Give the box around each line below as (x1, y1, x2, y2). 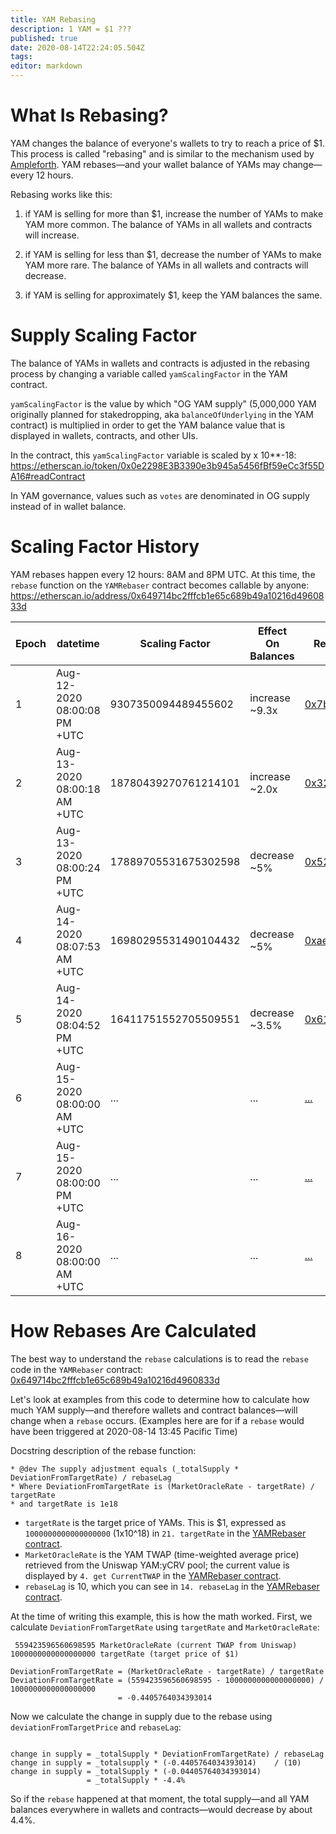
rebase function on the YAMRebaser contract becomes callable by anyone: (10, 579, 310, 591)
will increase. (24, 229, 80, 241)
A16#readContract (10, 470, 86, 482)
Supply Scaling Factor (10, 324, 197, 347)
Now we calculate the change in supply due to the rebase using (10, 1710, 273, 1722)
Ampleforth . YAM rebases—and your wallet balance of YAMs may (10, 158, 281, 170)
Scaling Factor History (10, 536, 200, 558)
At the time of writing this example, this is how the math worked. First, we (10, 1610, 313, 1622)
